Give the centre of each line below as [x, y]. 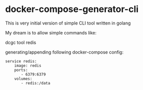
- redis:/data [36, 83]
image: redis [28, 65]
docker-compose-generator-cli [72, 9]
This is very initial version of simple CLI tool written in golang [68, 23]
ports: [21, 70]
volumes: [23, 78]
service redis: [21, 61]
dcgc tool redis [21, 42]
